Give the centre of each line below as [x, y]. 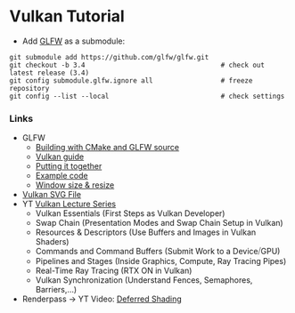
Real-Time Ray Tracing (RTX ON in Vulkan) [114, 271]
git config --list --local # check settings [147, 96]
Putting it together [69, 166]
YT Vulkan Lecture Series [69, 204]
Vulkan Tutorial [67, 16]
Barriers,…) [56, 290]
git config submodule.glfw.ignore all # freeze [131, 80]
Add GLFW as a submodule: [74, 41]
